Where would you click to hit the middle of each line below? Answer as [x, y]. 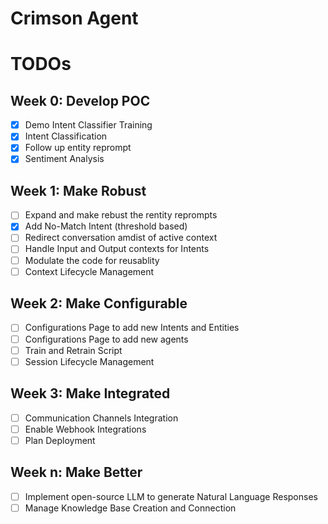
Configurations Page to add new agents [106, 339]
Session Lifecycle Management [89, 361]
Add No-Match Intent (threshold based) [106, 226]
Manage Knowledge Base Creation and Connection [130, 508]
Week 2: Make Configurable [99, 303]
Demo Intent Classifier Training [88, 125]
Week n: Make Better [76, 472]
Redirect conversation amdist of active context [121, 238]
